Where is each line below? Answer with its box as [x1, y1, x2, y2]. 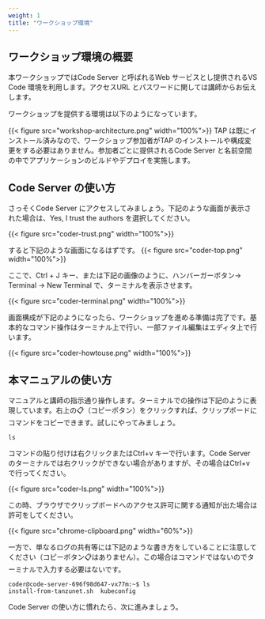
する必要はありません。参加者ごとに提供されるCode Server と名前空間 [21, 145, 252, 155]
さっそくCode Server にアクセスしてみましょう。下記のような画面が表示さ [8, 203, 252, 213]
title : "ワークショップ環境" [8, 19, 93, 27]
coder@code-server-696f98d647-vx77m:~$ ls [8, 580, 150, 588]
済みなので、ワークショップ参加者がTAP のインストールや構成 [42, 136, 245, 145]
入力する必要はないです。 [42, 564, 126, 574]
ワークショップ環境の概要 [8, 50, 133, 63]
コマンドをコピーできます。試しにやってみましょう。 [8, 417, 180, 427]
